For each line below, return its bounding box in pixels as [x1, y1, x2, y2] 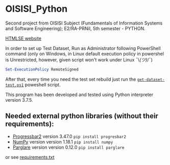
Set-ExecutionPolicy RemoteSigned [5, 67, 79, 72]
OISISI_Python [5, 3, 68, 15]
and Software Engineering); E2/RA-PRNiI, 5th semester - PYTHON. [5, 25, 145, 31]
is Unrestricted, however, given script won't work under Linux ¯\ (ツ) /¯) [5, 57, 153, 63]
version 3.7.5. [5, 97, 33, 103]
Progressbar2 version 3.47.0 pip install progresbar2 [12, 133, 127, 139]
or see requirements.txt [5, 154, 55, 160]
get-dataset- [137, 77, 165, 82]
